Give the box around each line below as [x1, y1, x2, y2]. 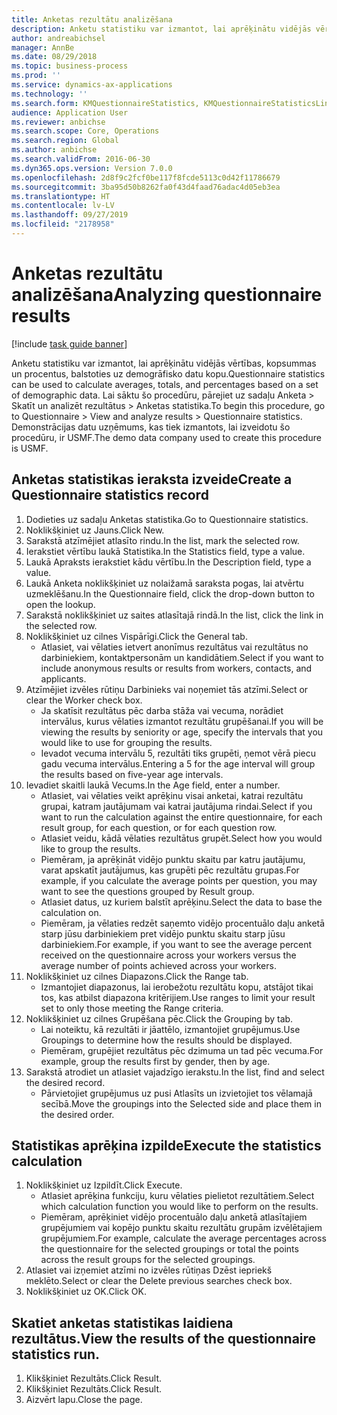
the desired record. [25, 1076, 106, 1088]
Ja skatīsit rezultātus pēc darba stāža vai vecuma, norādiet [40, 704, 284, 716]
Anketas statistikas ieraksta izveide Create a [11, 471, 293, 488]
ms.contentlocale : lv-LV [11, 201, 115, 211]
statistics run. [11, 1346, 101, 1363]
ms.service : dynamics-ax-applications [11, 80, 173, 90]
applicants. [40, 672, 87, 685]
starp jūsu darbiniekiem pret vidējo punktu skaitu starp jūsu [40, 927, 286, 940]
